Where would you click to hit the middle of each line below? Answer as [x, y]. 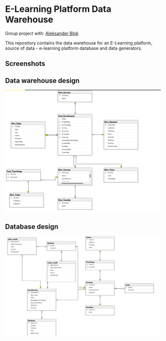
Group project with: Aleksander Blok [42, 33]
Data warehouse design [42, 80]
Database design [32, 227]
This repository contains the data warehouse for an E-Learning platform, [79, 43]
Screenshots [25, 64]
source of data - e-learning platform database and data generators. [74, 48]
